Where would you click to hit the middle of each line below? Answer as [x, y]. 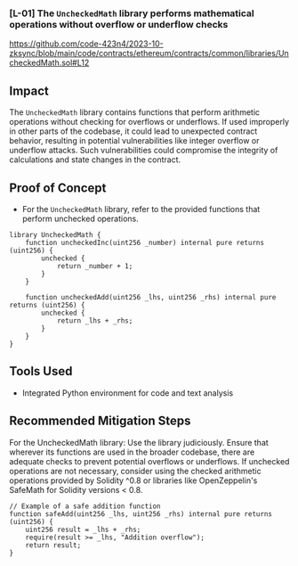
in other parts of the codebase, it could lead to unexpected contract [133, 131]
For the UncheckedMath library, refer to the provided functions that [141, 209]
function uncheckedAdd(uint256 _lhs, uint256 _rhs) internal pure [151, 297]
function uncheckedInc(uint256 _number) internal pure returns [145, 242]
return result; [53, 545]
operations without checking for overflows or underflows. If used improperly [149, 122]
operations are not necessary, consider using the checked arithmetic [135, 471]
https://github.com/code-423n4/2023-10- [87, 44]
